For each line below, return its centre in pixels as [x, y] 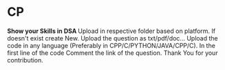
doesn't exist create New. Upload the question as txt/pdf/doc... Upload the [112, 38]
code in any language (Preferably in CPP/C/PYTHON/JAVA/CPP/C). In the [111, 45]
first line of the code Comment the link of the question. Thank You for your [112, 53]
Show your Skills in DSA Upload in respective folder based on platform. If [111, 31]
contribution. [25, 60]
